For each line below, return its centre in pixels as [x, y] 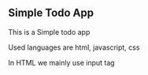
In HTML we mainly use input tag [62, 62]
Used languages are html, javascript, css [74, 47]
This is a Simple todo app [49, 32]
